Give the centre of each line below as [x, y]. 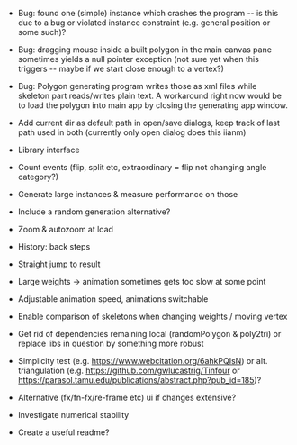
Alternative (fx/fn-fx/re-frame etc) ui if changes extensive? [127, 397]
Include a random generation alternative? [94, 212]
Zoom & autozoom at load [66, 229]
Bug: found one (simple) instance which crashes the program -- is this [148, 13]
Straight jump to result [59, 264]
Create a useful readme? [63, 432]
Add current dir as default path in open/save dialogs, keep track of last [149, 123]
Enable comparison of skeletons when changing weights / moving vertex [153, 316]
